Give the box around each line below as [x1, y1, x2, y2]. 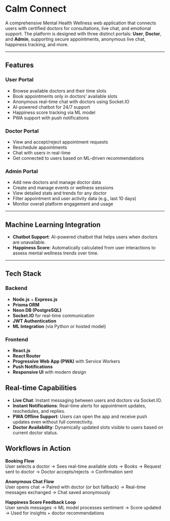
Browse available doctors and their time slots [12, 87, 107, 94]
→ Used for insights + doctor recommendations [5, 510, 105, 516]
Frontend [5, 336, 28, 343]
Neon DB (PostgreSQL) [12, 307, 62, 313]
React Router [12, 353, 41, 359]
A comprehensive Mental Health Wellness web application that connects [5, 20, 156, 26]
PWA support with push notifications [12, 115, 89, 121]
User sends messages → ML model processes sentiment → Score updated [5, 504, 161, 510]
